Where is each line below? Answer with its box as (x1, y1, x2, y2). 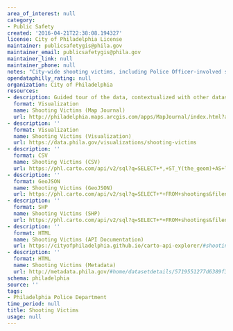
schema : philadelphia (7, 275, 70, 282)
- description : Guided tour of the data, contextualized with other (7, 94, 209, 101)
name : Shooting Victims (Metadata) (13, 262, 116, 269)
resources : (7, 87, 39, 94)
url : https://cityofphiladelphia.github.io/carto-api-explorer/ (13, 242, 203, 250)
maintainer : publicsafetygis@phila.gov (7, 42, 123, 49)
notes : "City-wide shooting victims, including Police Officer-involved (7, 68, 222, 75)
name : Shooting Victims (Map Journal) (13, 107, 126, 114)
